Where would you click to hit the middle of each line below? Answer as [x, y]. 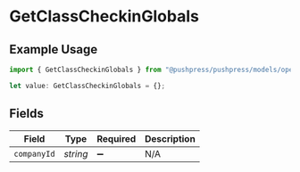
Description [170, 138]
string [76, 153]
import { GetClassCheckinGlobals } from [86, 70]
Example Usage [54, 49]
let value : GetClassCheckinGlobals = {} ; [87, 86]
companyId [34, 154]
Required [117, 138]
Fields [27, 114]
